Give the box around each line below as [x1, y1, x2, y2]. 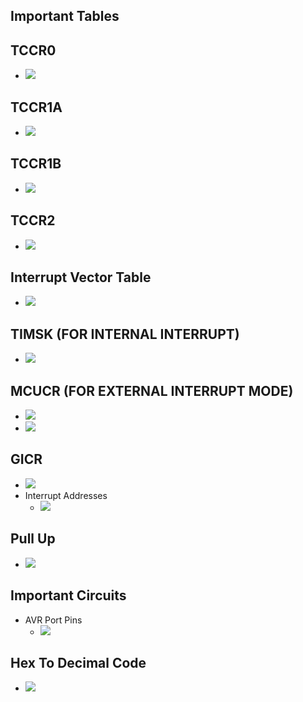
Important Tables [10, 8, 120, 25]
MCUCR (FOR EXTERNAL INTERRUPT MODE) [10, 382, 294, 399]
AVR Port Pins [24, 614, 83, 626]
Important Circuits [10, 587, 127, 604]
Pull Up [10, 530, 56, 548]
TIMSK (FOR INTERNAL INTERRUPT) [10, 325, 240, 343]
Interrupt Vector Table [10, 269, 152, 286]
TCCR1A [10, 99, 63, 116]
